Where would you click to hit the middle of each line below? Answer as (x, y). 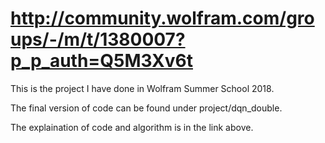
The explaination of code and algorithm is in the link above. (132, 127)
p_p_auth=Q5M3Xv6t (101, 61)
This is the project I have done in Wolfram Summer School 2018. (142, 88)
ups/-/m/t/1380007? (98, 39)
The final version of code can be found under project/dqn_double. (146, 108)
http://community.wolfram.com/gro (162, 18)
